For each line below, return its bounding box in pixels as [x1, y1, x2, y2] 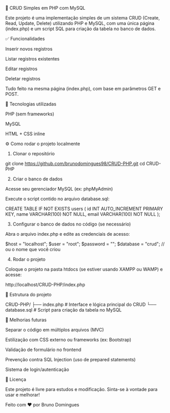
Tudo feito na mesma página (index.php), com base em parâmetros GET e [5, 86, 161, 92]
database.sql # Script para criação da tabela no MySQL [5, 307, 122, 313]
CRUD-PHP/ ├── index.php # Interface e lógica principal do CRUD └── [5, 301, 157, 307]
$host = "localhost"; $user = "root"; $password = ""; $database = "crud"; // [5, 241, 165, 247]
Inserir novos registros [5, 46, 53, 52]
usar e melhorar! [5, 392, 40, 398]
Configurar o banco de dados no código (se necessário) [12, 221, 131, 227]
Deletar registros [5, 76, 41, 81]
